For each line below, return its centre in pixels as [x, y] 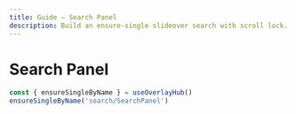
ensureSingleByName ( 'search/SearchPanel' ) [89, 101]
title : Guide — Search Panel [63, 17]
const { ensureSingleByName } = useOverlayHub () [101, 93]
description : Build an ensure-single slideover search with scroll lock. [149, 26]
